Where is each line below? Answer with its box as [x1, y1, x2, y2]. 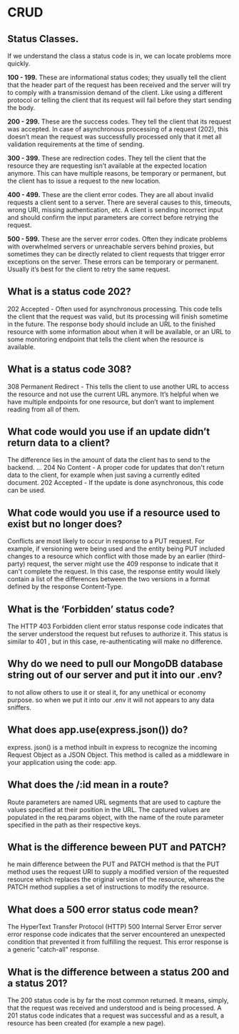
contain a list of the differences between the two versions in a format [7, 575, 210, 583]
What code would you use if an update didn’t [7, 426, 210, 438]
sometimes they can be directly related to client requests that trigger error [7, 250, 225, 258]
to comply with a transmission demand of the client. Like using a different [7, 89, 223, 96]
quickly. [7, 59, 31, 68]
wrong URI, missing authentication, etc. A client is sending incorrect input [7, 206, 223, 214]
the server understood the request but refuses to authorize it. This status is [7, 630, 228, 638]
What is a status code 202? [7, 286, 131, 298]
